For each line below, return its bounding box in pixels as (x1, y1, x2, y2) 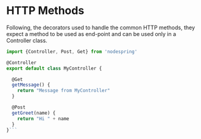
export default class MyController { (6, 65, 102, 71)
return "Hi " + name (17, 115, 69, 122)
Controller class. (6, 37, 48, 44)
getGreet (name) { (12, 110, 56, 116)
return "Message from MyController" (17, 88, 111, 94)
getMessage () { (12, 82, 51, 88)
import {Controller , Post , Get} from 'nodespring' (6, 48, 138, 55)
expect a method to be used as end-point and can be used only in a (6, 30, 177, 37)
